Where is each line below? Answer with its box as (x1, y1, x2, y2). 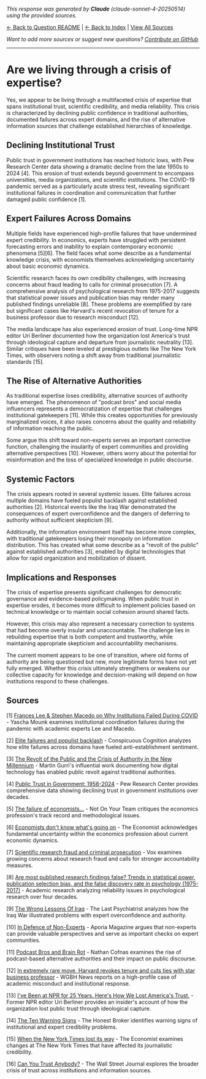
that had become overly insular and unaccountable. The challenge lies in (6, 627, 190, 634)
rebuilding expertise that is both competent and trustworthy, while (6, 633, 173, 640)
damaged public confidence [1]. (6, 195, 87, 203)
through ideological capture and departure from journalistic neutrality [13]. (6, 338, 194, 346)
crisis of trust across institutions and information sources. (6, 1066, 152, 1074)
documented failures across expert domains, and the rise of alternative (6, 116, 186, 123)
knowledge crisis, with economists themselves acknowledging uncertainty (6, 256, 194, 263)
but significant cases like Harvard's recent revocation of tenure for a (6, 307, 179, 314)
